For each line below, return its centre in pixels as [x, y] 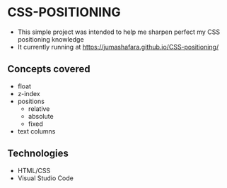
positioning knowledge [51, 39]
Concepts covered [49, 69]
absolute [41, 116]
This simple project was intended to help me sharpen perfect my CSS [119, 32]
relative [39, 108]
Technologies [38, 154]
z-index [29, 93]
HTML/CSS [34, 170]
